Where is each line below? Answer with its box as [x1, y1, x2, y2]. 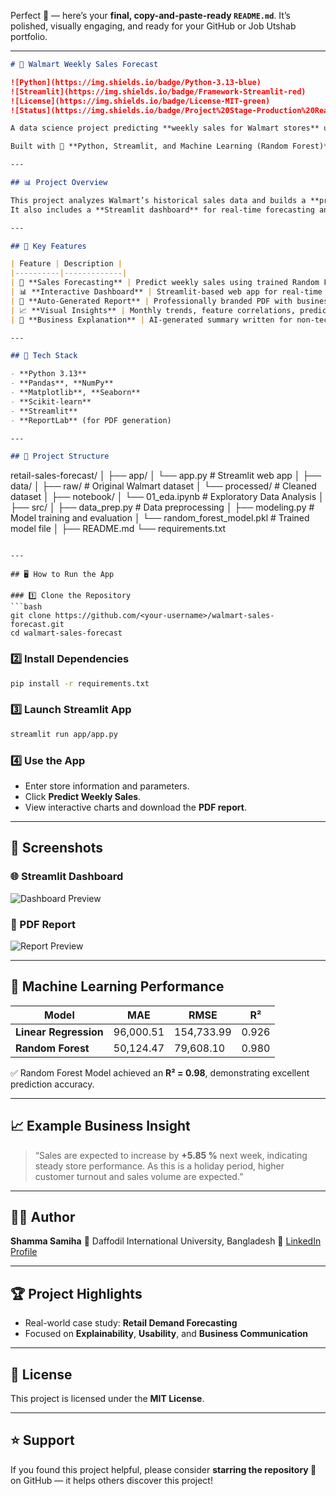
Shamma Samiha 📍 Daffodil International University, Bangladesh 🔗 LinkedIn [10, 1235, 322, 1247]
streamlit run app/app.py [10, 729, 118, 739]
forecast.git [10, 620, 65, 630]
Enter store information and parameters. [24, 780, 190, 792]
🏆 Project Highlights [10, 1285, 143, 1302]
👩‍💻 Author [10, 1208, 76, 1225]
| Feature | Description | [10, 259, 123, 269]
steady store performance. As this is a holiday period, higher [34, 1160, 285, 1172]
